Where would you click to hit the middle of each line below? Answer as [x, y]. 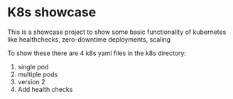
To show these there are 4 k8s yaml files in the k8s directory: [97, 53]
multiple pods [38, 74]
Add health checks [45, 89]
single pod [33, 66]
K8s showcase [52, 12]
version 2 [31, 81]
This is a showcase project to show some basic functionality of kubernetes [117, 32]
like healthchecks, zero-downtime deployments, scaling [89, 39]
